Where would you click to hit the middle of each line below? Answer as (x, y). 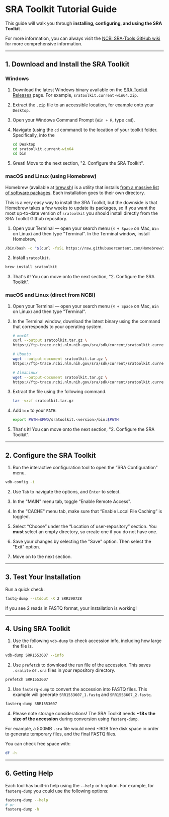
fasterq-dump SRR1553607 (31, 704)
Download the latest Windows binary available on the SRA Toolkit (80, 90)
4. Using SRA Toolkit (38, 629)
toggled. (21, 516)
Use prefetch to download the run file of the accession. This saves (81, 665)
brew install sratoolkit (31, 267)
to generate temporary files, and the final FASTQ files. (61, 734)
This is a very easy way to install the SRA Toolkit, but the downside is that (81, 202)
